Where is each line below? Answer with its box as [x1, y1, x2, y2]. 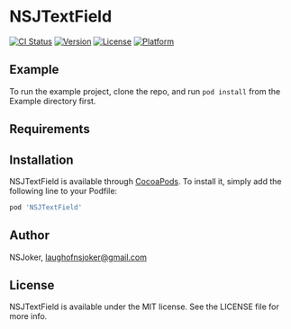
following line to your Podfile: [9, 185, 118, 196]
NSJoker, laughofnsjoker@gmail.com [9, 252, 147, 262]
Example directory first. [9, 95, 96, 106]
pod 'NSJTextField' [9, 202, 83, 212]
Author [9, 227, 50, 244]
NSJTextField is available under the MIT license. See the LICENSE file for [9, 301, 279, 312]
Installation [9, 152, 74, 167]
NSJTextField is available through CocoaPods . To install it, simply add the [9, 175, 282, 186]
